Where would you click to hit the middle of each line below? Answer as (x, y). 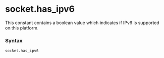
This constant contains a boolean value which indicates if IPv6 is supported (82, 23)
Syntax (14, 40)
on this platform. (22, 28)
